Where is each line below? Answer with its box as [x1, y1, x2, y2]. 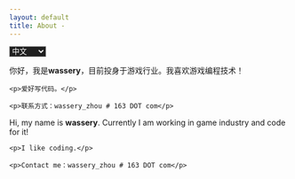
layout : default [9, 12, 69, 22]
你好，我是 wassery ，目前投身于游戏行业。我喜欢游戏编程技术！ [9, 65, 244, 75]
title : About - [9, 21, 66, 30]
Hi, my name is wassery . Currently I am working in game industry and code [9, 117, 286, 128]
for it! [9, 126, 29, 137]
